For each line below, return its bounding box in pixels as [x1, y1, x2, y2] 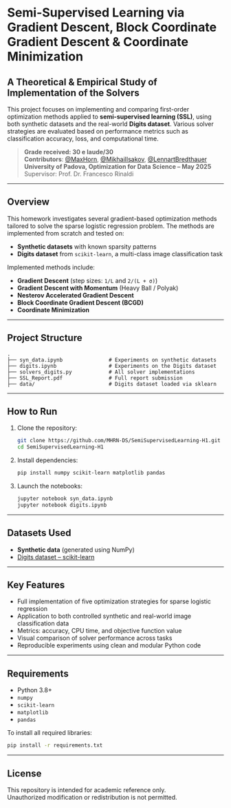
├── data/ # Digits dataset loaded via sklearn [7, 380, 217, 387]
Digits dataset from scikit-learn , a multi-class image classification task [16, 249, 223, 258]
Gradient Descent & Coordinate [7, 34, 189, 50]
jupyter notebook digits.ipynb [16, 501, 107, 508]
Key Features [7, 579, 65, 591]
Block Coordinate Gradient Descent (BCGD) [16, 298, 144, 307]
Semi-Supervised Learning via [7, 5, 185, 21]
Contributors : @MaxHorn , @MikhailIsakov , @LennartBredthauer [23, 155, 208, 163]
